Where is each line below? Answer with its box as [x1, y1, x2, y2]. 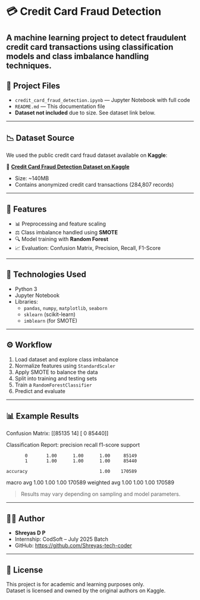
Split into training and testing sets [14, 375, 97, 382]
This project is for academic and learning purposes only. [6, 581, 145, 588]
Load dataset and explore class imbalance [14, 355, 119, 363]
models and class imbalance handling [6, 51, 149, 61]
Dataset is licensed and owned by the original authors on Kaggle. [6, 587, 166, 594]
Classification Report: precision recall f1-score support [6, 441, 140, 449]
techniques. [6, 60, 52, 70]
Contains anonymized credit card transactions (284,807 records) [14, 181, 174, 188]
